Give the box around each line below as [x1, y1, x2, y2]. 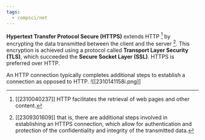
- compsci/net [12, 15, 48, 21]
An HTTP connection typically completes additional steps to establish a [6, 71, 185, 78]
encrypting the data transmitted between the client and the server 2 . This [6, 39, 190, 47]
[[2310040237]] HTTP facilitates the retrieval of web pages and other [15, 95, 190, 103]
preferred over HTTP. [6, 59, 60, 67]
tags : [6, 9, 20, 15]
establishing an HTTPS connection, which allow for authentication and [15, 120, 192, 127]
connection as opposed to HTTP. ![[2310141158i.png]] [6, 78, 142, 85]
